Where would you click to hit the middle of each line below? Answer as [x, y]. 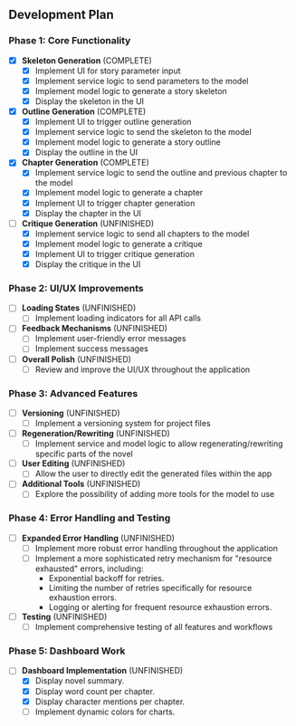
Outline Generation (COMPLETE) [84, 111]
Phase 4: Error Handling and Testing [90, 518]
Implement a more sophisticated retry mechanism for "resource [153, 558]
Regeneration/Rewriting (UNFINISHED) [96, 434]
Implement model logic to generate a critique [119, 244]
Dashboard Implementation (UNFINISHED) [102, 671]
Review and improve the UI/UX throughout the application [143, 369]
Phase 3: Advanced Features [73, 393]
